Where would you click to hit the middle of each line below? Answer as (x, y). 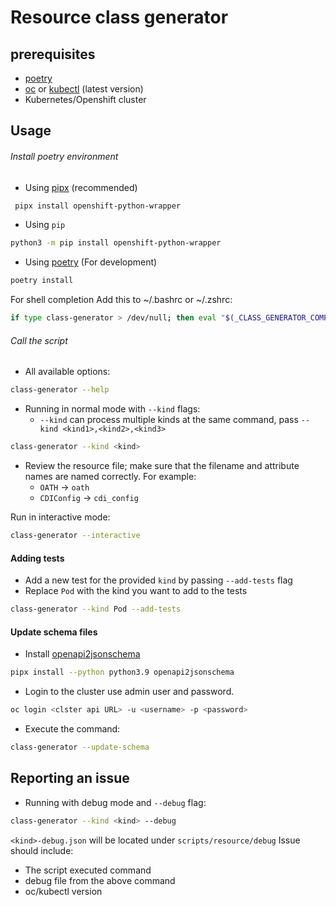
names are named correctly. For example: (110, 477)
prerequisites (53, 54)
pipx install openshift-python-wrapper (98, 206)
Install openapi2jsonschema (82, 654)
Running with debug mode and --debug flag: (115, 802)
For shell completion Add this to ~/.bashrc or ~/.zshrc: (121, 300)
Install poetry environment (64, 156)
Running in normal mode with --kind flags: (112, 409)
